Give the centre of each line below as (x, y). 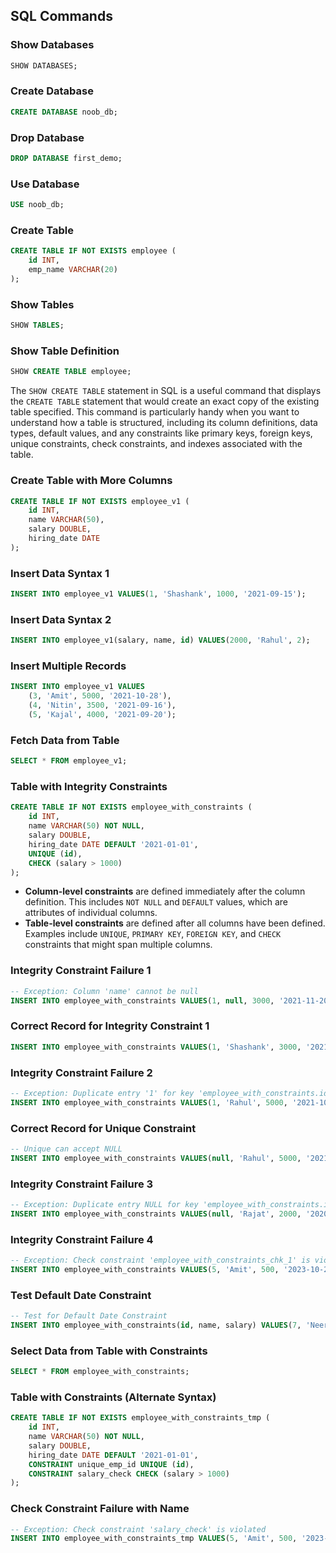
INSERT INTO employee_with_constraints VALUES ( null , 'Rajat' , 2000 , (156, 1214)
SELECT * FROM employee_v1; (69, 761)
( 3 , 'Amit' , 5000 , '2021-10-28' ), (100, 696)
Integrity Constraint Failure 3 (82, 1184)
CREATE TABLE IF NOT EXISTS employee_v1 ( (100, 501)
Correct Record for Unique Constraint (103, 1128)
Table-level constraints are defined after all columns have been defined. (175, 923)
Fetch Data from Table (65, 740)
